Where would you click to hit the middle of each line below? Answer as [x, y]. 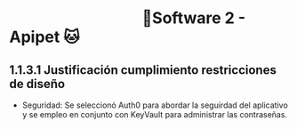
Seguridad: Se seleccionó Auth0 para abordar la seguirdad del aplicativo [155, 105]
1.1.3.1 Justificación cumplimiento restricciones [143, 70]
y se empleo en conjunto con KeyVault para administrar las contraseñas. [154, 114]
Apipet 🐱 [44, 37]
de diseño [37, 84]
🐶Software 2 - [194, 18]
